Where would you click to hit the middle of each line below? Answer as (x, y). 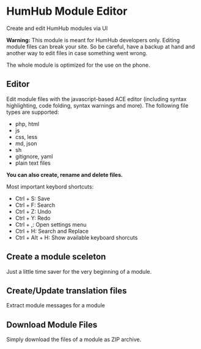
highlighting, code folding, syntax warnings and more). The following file (97, 105)
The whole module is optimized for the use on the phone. (78, 65)
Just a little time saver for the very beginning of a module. (79, 271)
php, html (27, 124)
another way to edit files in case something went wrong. (77, 53)
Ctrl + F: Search (35, 205)
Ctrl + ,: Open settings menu (51, 224)
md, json (26, 143)
